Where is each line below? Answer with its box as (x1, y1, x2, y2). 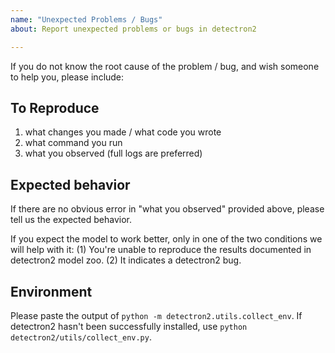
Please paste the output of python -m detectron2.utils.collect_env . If (10, 309, 303, 321)
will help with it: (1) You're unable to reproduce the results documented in (10, 244, 312, 256)
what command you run (24, 137, 123, 149)
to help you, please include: (10, 71, 125, 83)
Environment (10, 283, 93, 300)
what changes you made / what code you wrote (24, 126, 222, 138)
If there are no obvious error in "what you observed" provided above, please (10, 203, 325, 215)
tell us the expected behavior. (10, 214, 132, 226)
